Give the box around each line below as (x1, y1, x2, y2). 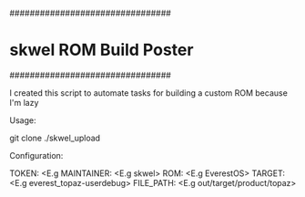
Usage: (9, 114, 36, 126)
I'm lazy (9, 97, 39, 108)
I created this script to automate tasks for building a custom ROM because (9, 87, 289, 98)
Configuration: (9, 150, 64, 161)
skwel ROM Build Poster (9, 40, 194, 60)
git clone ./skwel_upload (9, 132, 101, 143)
